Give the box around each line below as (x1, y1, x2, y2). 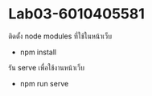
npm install (19, 47, 57, 57)
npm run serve (19, 78, 69, 88)
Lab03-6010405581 (8, 5, 145, 23)
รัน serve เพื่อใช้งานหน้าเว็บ (8, 62, 84, 72)
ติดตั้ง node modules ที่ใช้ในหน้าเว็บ (8, 31, 113, 41)
